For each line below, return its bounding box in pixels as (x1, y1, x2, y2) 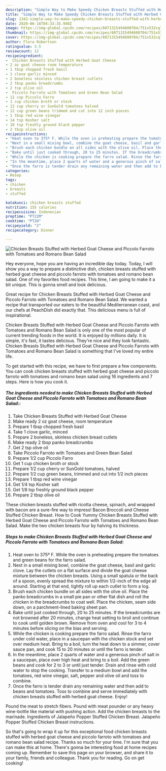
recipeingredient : (5, 53, 43, 58)
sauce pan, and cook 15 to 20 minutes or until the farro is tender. (12, 646, 144, 652)
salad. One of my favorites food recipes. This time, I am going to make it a (5, 276, 156, 282)
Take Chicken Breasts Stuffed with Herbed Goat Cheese (12, 413, 127, 419)
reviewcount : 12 (5, 48, 39, 53)
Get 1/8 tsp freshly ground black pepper (12, 486, 94, 492)
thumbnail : (5, 30, 28, 35)
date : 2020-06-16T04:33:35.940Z (5, 21, 72, 26)
